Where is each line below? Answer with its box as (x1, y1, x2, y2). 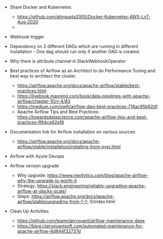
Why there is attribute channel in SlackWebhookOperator (9, 58, 126, 64)
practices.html (17, 88, 47, 93)
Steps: (17, 194, 31, 199)
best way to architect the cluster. (9, 73, 77, 79)
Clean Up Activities (9, 208, 49, 214)
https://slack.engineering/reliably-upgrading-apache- (37, 183, 146, 189)
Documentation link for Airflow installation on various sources (9, 129, 135, 135)
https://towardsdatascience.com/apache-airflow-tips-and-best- (17, 114, 148, 120)
